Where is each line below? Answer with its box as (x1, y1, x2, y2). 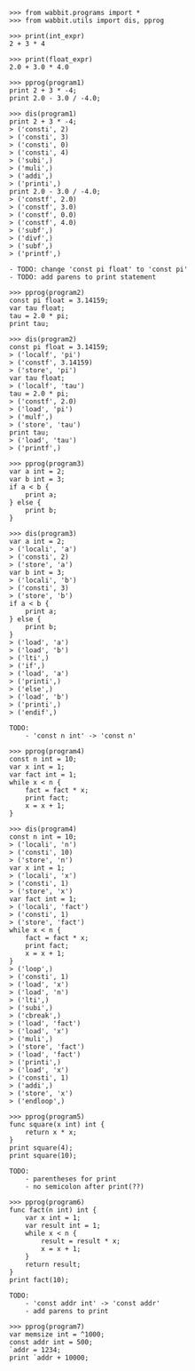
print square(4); (9, 1144, 74, 1152)
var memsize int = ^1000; (9, 1330, 105, 1339)
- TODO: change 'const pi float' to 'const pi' (9, 265, 189, 274)
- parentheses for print (25, 1175, 117, 1184)
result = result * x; (41, 1237, 121, 1246)
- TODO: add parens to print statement (9, 273, 157, 282)
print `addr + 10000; (9, 1353, 90, 1362)
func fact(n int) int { (9, 1206, 97, 1215)
